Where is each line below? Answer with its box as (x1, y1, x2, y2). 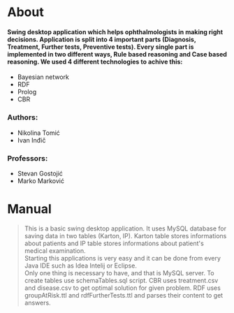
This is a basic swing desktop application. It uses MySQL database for (24, 224, 227, 233)
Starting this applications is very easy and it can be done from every (24, 254, 221, 262)
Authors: (7, 112, 38, 122)
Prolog (17, 88, 37, 96)
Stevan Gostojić (17, 169, 63, 177)
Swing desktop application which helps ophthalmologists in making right (7, 27, 224, 36)
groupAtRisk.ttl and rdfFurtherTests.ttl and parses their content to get (24, 291, 224, 299)
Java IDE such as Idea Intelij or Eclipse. (24, 261, 138, 270)
